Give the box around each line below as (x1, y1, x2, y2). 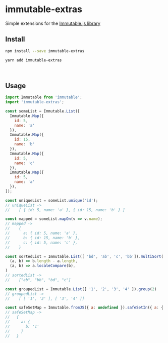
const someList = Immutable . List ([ (5, 109, 80, 114)
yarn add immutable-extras (5, 57, 62, 63)
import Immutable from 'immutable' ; (5, 95, 82, 100)
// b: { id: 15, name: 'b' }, (5, 235, 80, 240)
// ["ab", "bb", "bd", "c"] (5, 277, 71, 282)
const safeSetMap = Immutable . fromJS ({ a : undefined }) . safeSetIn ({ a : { (5, 305, 164, 310)
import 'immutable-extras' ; (5, 100, 65, 105)
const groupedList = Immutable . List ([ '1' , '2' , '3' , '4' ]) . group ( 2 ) (5, 286, 157, 292)
